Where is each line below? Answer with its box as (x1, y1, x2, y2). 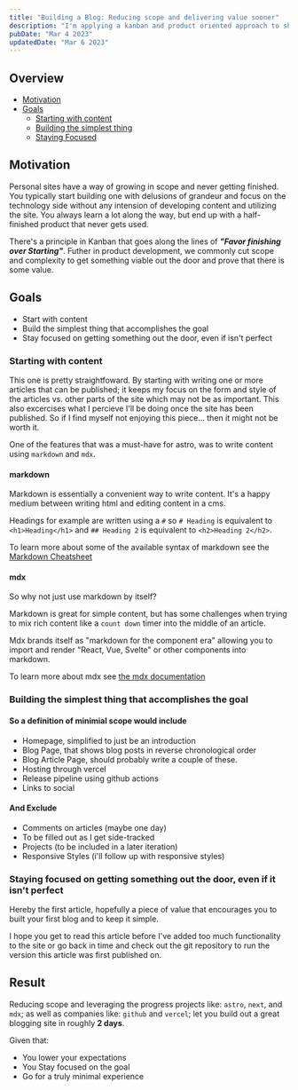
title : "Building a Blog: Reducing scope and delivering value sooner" (9, 12, 279, 22)
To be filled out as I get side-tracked (21, 832, 155, 842)
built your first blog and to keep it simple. (9, 913, 160, 924)
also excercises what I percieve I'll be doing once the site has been (9, 403, 255, 414)
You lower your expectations (21, 1052, 127, 1062)
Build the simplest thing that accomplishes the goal (21, 323, 209, 334)
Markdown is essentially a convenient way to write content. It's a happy (9, 489, 271, 500)
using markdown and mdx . (9, 448, 96, 459)
